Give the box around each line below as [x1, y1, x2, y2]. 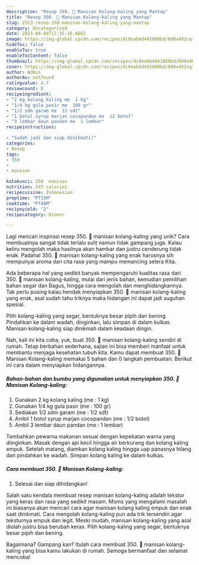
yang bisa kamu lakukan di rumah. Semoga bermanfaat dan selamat [22, 547, 188, 554]
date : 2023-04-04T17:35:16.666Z [6, 31, 86, 37]
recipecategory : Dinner [6, 211, 65, 218]
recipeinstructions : [6, 124, 57, 130]
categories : [6, 140, 36, 146]
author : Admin [6, 69, 41, 75]
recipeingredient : [6, 91, 52, 97]
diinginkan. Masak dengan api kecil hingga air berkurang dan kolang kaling [6, 439, 188, 447]
